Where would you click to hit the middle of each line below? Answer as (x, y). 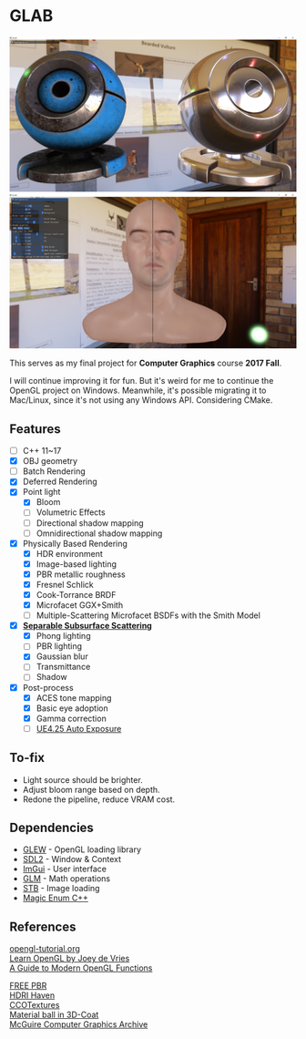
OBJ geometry (50, 461)
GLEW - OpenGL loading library (82, 849)
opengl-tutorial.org (45, 949)
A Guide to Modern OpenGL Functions (81, 968)
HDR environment (69, 553)
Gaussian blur (62, 656)
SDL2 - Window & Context (71, 859)
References (43, 926)
